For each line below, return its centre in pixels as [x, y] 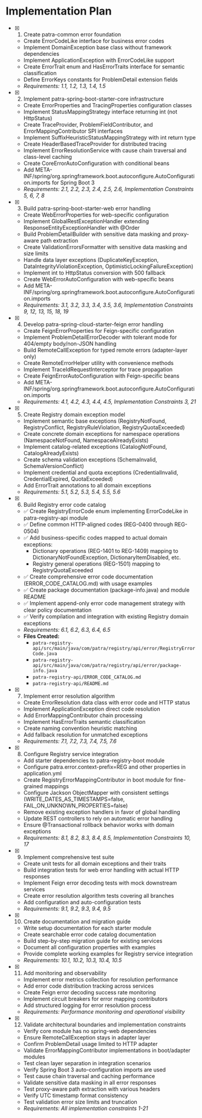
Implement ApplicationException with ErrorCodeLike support [99, 60]
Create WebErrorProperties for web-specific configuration [96, 215]
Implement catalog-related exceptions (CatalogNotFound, [95, 446]
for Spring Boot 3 [73, 182]
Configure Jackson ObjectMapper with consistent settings [96, 792]
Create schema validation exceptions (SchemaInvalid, [90, 460]
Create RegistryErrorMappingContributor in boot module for [98, 780]
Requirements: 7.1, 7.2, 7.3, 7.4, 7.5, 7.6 [70, 741]
